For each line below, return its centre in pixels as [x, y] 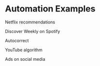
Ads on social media [25, 59]
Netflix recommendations [30, 22]
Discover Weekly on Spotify [33, 31]
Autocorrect [17, 40]
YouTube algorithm [24, 50]
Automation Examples [50, 9]
